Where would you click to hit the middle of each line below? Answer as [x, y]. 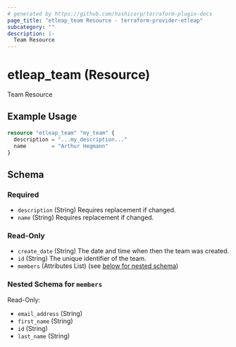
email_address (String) [50, 313]
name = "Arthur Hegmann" [61, 146]
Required [23, 195]
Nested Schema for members [55, 284]
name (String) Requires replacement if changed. [86, 218]
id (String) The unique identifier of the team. [82, 259]
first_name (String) [45, 321]
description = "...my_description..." [71, 139]
